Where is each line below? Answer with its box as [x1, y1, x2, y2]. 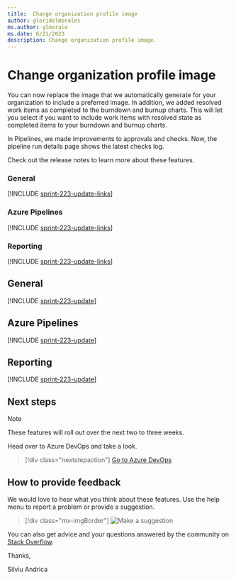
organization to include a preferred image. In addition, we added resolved [7, 99, 222, 107]
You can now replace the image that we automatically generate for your [7, 91, 216, 99]
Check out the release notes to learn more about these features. [7, 156, 195, 164]
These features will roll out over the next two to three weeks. [7, 428, 184, 437]
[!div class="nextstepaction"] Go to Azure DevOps [24, 456, 172, 464]
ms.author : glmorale [7, 23, 69, 30]
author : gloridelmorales [7, 17, 81, 24]
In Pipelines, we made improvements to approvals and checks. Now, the [7, 135, 218, 143]
